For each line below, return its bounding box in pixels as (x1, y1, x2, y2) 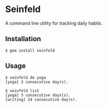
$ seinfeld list (5, 88, 39, 93)
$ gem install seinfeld (5, 48, 55, 53)
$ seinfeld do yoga (5, 75, 46, 80)
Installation (5, 35, 41, 43)
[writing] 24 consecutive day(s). (5, 97, 78, 102)
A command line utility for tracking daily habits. (5, 20, 103, 26)
